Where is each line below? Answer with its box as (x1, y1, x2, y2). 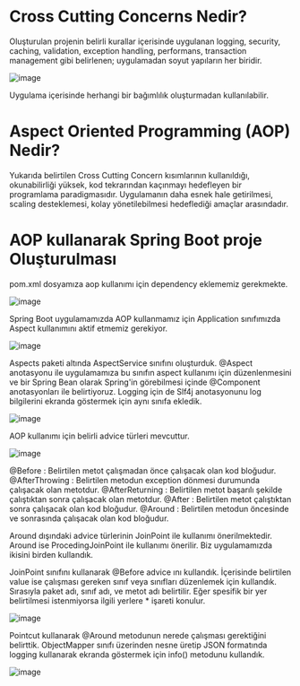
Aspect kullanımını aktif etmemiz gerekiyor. (9, 323, 168, 334)
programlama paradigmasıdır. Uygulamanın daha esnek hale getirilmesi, (9, 188, 273, 199)
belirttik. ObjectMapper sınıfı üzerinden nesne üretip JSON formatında (9, 639, 268, 650)
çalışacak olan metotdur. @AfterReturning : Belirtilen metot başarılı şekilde (9, 484, 283, 495)
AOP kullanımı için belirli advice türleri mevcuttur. (9, 430, 190, 441)
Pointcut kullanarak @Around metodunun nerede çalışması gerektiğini (9, 630, 267, 640)
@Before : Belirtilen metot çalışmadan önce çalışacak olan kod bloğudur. (9, 465, 277, 476)
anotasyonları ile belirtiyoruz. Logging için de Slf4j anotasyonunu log (9, 386, 261, 396)
